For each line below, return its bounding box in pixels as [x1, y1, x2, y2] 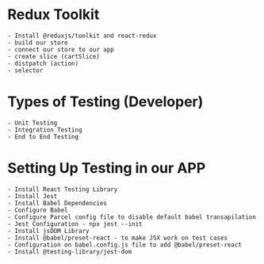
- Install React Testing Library [7, 185, 118, 193]
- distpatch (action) [7, 59, 79, 67]
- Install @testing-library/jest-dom [7, 247, 132, 255]
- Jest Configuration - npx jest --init [7, 220, 143, 228]
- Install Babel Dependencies [7, 199, 108, 207]
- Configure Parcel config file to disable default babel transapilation [7, 212, 257, 221]
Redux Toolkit [7, 6, 100, 24]
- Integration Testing [7, 125, 82, 134]
